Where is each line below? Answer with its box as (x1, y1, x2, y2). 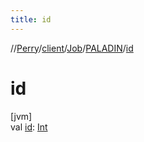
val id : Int (10, 121, 48, 133)
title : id (10, 14, 52, 25)
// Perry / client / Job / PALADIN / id (10, 42, 134, 54)
